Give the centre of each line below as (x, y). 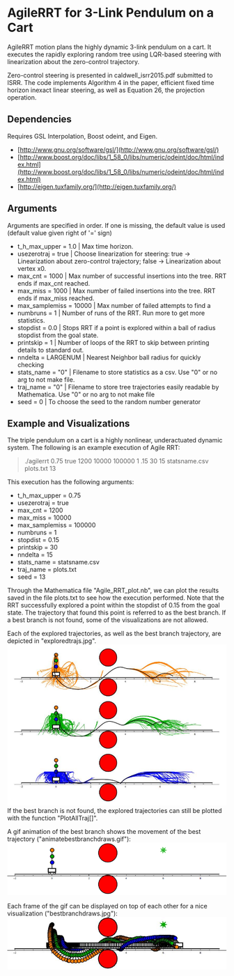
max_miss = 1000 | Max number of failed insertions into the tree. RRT (116, 291)
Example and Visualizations (69, 423)
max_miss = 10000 (44, 518)
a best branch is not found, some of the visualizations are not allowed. (108, 620)
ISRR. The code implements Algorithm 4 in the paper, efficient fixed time (111, 82)
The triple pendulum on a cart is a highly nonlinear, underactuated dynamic (115, 440)
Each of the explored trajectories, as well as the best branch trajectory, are (114, 634)
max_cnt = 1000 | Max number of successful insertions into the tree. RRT (122, 276)
